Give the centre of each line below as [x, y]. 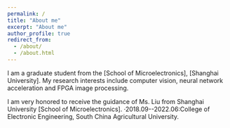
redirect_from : [29, 40]
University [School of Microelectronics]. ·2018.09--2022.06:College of [109, 109]
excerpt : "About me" [38, 27]
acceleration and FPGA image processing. [68, 88]
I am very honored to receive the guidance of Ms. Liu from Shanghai [106, 101]
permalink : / [26, 14]
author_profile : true [39, 33]
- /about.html [34, 53]
